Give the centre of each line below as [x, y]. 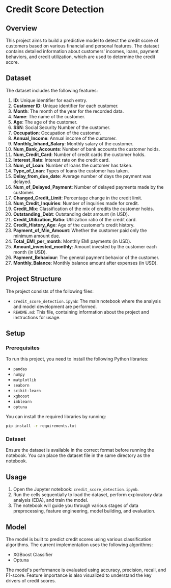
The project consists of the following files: [50, 291]
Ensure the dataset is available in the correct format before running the [80, 450]
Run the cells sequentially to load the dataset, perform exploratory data [88, 495]
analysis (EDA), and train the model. [51, 500]
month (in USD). [30, 252]
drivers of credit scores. [31, 581]
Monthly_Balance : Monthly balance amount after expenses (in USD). [85, 263]
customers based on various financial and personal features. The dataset [82, 46]
